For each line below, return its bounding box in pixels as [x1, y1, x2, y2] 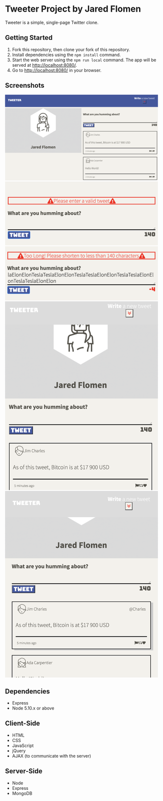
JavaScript [12, 743, 34, 748]
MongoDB [12, 790, 33, 796]
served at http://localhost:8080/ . [12, 62, 77, 68]
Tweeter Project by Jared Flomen [5, 3, 141, 15]
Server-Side [5, 767, 43, 775]
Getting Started [5, 34, 53, 42]
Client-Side [5, 719, 40, 727]
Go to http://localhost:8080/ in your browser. [12, 67, 102, 73]
